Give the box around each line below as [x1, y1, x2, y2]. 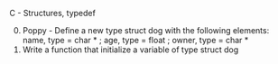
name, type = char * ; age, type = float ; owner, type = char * [22, 35, 249, 45]
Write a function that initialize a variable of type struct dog [22, 44, 239, 55]
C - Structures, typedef [9, 8, 97, 18]
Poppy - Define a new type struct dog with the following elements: [22, 25, 270, 35]
